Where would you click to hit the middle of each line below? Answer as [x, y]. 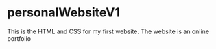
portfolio [19, 38]
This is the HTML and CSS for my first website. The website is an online [108, 31]
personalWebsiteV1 [64, 13]
